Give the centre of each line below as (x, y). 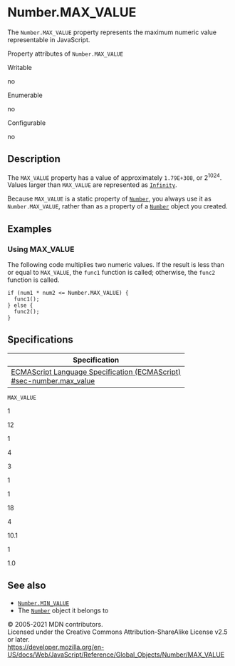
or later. (19, 639)
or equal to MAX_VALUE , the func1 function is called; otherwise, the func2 (111, 273)
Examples (30, 229)
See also (27, 586)
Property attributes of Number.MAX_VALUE (65, 54)
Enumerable (25, 95)
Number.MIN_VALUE (43, 603)
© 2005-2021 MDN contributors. (55, 624)
